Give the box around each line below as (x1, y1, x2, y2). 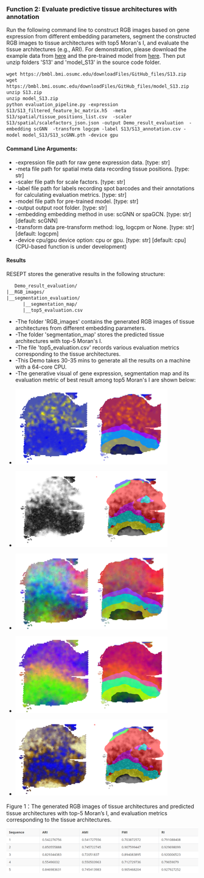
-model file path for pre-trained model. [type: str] (15, 197, 139, 205)
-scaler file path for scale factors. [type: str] (15, 178, 126, 185)
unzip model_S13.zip (6, 96, 59, 102)
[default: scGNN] (15, 217, 58, 224)
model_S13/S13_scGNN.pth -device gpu (22, 132, 119, 138)
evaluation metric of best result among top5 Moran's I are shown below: (15, 376, 196, 383)
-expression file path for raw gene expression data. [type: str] (15, 158, 171, 166)
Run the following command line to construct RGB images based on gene (6, 26, 190, 34)
